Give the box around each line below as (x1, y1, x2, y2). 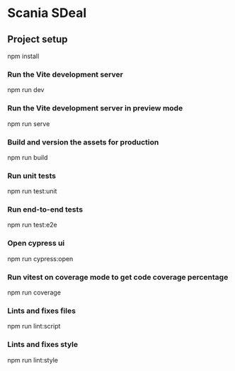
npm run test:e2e (7, 221, 58, 229)
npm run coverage (7, 288, 62, 297)
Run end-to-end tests (7, 205, 84, 215)
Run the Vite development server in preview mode (7, 103, 183, 113)
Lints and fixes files (7, 306, 76, 316)
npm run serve (7, 119, 50, 128)
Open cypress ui (7, 239, 65, 249)
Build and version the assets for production (7, 137, 159, 147)
